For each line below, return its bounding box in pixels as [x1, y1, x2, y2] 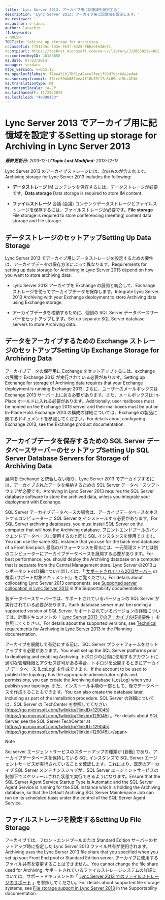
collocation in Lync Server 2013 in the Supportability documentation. [5, 585, 144, 591]
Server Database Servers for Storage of [5, 454, 129, 463]
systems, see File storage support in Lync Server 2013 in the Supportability [5, 885, 158, 891]
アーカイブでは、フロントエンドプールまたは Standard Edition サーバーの [5, 837, 153, 843]
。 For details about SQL [110, 712, 159, 718]
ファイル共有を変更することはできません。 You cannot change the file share [5, 861, 159, 867]
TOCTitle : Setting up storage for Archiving [5, 40, 98, 45]
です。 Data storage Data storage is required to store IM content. [12, 190, 143, 196]
